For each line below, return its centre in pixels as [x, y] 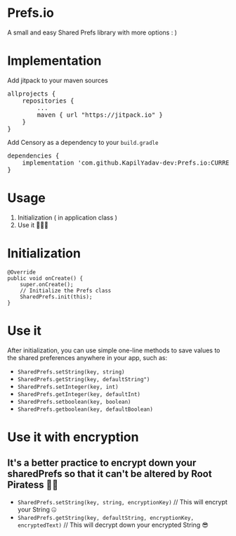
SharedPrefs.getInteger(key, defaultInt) [79, 394]
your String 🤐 [37, 509]
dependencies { [33, 155]
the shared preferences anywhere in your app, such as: [87, 357]
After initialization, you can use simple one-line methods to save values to [114, 350]
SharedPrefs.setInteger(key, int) [68, 387]
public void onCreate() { [45, 278]
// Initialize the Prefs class [66, 291]
